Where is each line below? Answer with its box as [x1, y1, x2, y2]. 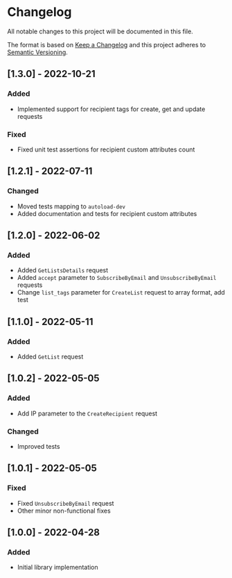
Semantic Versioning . [7, 48, 68, 56]
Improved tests [17, 442, 60, 450]
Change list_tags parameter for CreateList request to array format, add [17, 288, 225, 297]
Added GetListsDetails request [17, 266, 109, 274]
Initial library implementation [17, 563, 98, 572]
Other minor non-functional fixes [17, 506, 111, 515]
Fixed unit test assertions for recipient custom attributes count [17, 145, 195, 154]
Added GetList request [17, 352, 84, 361]
